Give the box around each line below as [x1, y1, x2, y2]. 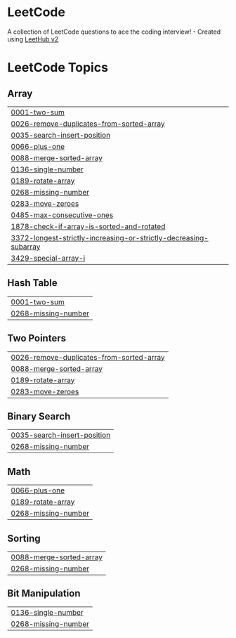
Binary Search [7, 410, 71, 422]
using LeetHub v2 [7, 34, 59, 43]
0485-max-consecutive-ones [11, 210, 114, 220]
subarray [11, 242, 41, 252]
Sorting [7, 532, 41, 545]
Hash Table [7, 277, 58, 289]
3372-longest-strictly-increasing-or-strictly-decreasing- [11, 233, 209, 242]
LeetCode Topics [7, 60, 109, 76]
